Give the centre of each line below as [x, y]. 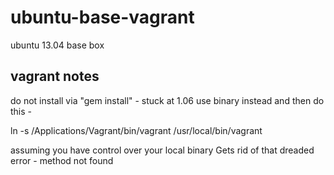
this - [21, 111]
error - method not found [62, 160]
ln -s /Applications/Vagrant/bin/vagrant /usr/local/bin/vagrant [136, 130]
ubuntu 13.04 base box [57, 45]
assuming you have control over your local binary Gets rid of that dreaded [162, 150]
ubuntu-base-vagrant [102, 17]
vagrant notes [55, 76]
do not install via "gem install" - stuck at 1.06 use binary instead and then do [167, 100]
